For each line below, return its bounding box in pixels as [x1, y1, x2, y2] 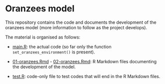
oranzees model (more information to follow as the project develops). [5, 24, 148, 30]
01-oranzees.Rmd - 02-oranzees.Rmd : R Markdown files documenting [12, 58, 157, 64]
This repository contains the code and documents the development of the [5, 19, 157, 25]
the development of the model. [12, 64, 76, 70]
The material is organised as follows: [5, 34, 81, 40]
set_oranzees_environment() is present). [12, 49, 95, 55]
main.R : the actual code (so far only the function [12, 43, 112, 49]
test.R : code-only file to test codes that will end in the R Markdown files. [12, 73, 161, 79]
